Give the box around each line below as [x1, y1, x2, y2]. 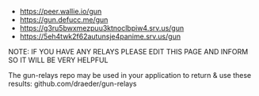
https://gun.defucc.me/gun [19, 15, 109, 24]
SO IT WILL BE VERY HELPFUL [8, 55, 109, 65]
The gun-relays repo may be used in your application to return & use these [8, 71, 252, 79]
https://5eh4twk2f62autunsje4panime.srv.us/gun [19, 31, 181, 41]
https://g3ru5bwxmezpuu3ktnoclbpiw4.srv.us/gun [19, 24, 185, 32]
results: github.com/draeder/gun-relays [8, 79, 137, 88]
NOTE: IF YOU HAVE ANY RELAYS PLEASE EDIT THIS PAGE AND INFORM [8, 47, 249, 56]
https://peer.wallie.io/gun [19, 7, 102, 16]
